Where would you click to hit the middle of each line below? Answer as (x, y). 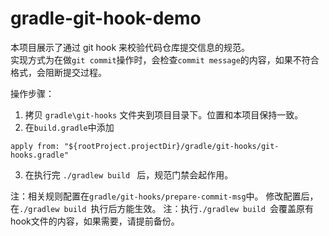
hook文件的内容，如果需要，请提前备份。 (95, 221)
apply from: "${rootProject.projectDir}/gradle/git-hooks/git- (145, 146)
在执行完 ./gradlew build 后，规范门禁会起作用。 (129, 174)
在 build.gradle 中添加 (69, 127)
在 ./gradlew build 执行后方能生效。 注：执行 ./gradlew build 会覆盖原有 (162, 208)
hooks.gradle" (40, 155)
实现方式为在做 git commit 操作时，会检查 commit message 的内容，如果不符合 (165, 59)
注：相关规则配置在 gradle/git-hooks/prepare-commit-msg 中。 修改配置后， (164, 196)
